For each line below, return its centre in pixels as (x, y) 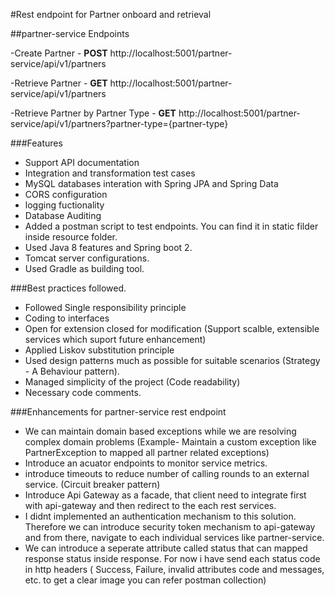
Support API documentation (82, 162)
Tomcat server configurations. (87, 258)
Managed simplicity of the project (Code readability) (132, 382)
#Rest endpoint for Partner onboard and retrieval (111, 14)
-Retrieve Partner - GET (59, 83)
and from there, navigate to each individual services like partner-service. (174, 537)
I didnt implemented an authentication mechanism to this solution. (160, 516)
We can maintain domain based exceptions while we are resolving (160, 431)
